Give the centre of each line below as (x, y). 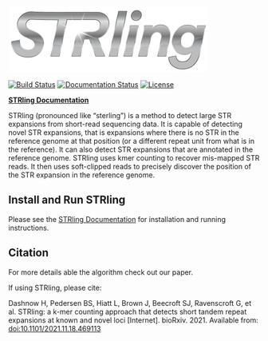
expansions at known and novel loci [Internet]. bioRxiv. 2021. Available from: (133, 320)
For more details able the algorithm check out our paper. (101, 272)
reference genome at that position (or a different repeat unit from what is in (132, 141)
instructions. (29, 228)
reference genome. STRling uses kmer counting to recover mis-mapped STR (134, 158)
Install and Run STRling (67, 200)
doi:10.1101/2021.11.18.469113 (55, 328)
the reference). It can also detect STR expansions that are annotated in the (131, 149)
